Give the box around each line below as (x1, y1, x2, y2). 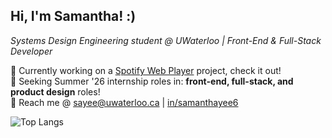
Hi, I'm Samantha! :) (10, 8, 137, 25)
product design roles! (10, 85, 101, 98)
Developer (10, 45, 53, 57)
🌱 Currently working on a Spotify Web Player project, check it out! (10, 64, 282, 76)
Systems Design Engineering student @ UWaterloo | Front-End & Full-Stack (10, 34, 322, 46)
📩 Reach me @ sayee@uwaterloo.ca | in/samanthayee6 (10, 96, 239, 108)
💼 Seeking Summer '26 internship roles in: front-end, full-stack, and (10, 75, 294, 87)
